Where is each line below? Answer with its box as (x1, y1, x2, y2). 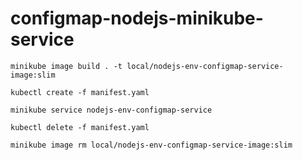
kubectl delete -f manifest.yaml (10, 122, 150, 132)
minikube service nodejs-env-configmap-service (10, 105, 213, 115)
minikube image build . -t (10, 61, 123, 71)
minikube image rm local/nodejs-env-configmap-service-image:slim (10, 140, 293, 150)
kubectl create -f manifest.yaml (10, 87, 150, 97)
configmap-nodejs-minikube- (10, 7, 264, 30)
